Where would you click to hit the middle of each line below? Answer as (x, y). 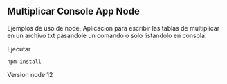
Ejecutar (19, 49)
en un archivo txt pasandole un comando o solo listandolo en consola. (107, 35)
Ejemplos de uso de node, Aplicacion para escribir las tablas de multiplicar (113, 28)
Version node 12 (30, 74)
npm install (24, 62)
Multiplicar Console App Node (73, 11)
